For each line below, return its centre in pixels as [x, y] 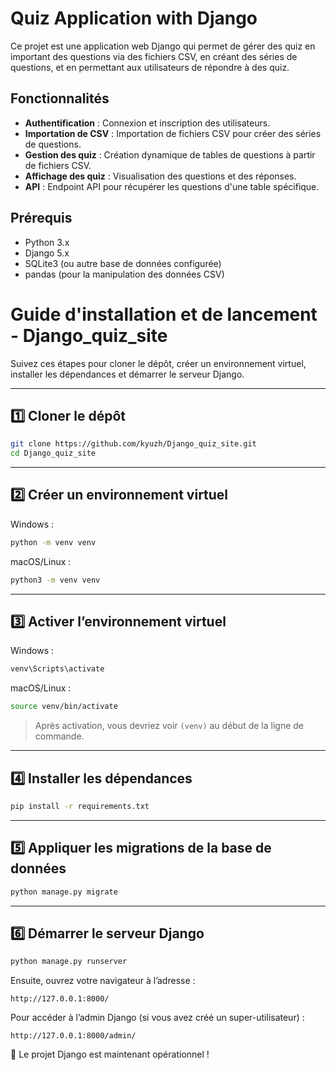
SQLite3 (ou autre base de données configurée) [123, 263]
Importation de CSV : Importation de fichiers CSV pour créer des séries [173, 133]
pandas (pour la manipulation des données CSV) [124, 274]
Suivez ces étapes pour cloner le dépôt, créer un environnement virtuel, [158, 363]
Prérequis [41, 218]
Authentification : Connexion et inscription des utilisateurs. [147, 123]
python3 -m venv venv [55, 580]
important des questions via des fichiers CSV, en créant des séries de [154, 56]
